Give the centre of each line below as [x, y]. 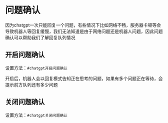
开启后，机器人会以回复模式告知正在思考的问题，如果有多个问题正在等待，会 [84, 78]
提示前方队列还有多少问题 [31, 84]
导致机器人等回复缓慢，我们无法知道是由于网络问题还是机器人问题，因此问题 [84, 31]
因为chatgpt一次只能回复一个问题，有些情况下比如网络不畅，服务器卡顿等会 [83, 25]
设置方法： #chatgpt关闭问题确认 [36, 115]
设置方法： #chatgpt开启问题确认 [36, 67]
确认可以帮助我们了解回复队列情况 [40, 37]
